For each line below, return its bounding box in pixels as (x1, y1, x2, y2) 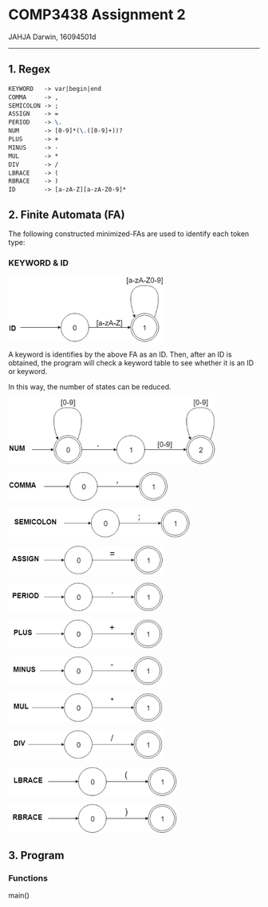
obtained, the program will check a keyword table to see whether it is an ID (8, 358, 254, 368)
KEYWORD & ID (8, 257, 69, 268)
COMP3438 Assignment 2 (8, 6, 186, 24)
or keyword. (8, 367, 48, 377)
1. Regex (8, 62, 50, 77)
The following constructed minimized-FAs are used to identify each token (8, 229, 250, 239)
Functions (8, 872, 48, 883)
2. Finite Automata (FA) (8, 207, 125, 221)
